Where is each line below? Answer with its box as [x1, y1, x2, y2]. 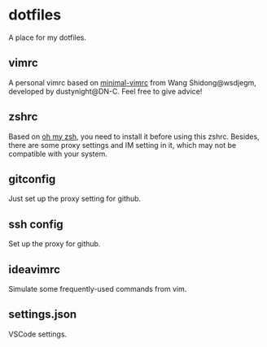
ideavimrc [8, 262, 61, 276]
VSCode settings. [8, 329, 68, 339]
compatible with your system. [8, 149, 107, 158]
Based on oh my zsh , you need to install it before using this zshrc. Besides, [8, 132, 260, 141]
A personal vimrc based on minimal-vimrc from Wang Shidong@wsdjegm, [8, 77, 256, 87]
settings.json [8, 307, 77, 322]
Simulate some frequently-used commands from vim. [8, 284, 187, 293]
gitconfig [8, 172, 56, 186]
